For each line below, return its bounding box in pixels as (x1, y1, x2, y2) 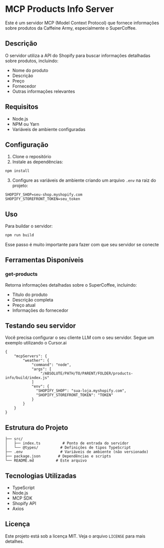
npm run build (5, 233, 34, 238)
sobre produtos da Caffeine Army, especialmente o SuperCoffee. (5, 25, 137, 31)
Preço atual (12, 302, 36, 308)
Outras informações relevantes (12, 88, 75, 94)
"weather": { (23, 358, 50, 363)
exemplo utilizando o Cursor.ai (5, 340, 67, 346)
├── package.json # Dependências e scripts (5, 454, 111, 459)
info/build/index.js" (5, 376, 50, 380)
